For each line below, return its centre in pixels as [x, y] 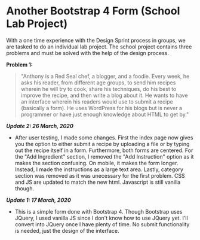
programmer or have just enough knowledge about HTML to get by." [105, 114]
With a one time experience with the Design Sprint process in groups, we [96, 40]
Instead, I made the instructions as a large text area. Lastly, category [99, 169]
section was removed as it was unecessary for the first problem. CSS [100, 175]
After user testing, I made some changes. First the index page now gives [104, 137]
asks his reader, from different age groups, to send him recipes [98, 83]
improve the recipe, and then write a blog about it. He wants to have [104, 95]
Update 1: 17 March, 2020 [39, 200]
